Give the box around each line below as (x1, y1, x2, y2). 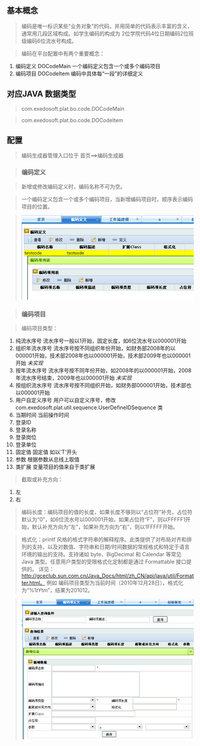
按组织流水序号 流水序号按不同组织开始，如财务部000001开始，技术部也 (15, 382, 192, 389)
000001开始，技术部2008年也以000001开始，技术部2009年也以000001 (15, 352, 191, 359)
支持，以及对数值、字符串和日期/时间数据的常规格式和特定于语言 (31, 543, 190, 550)
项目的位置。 (21, 203, 53, 210)
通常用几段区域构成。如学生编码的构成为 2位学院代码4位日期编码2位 (21, 30, 189, 37)
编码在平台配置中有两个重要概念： (21, 50, 105, 57)
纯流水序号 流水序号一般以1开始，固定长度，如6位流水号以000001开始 (15, 337, 186, 345)
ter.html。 (21, 579, 46, 586)
